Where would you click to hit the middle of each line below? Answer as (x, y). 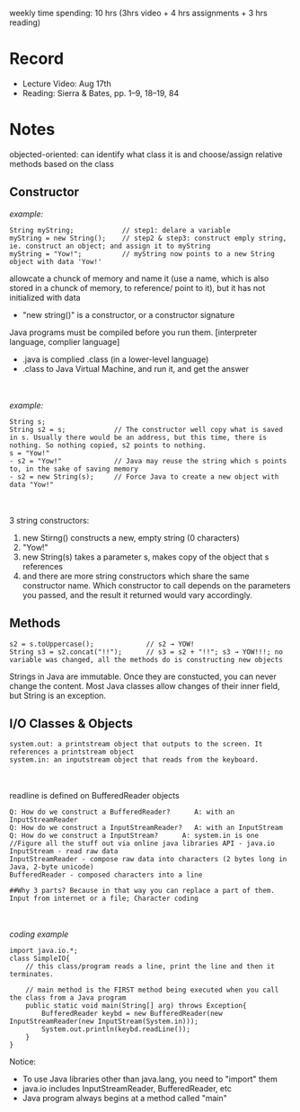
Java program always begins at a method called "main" (124, 1099)
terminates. (31, 975)
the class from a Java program (68, 998)
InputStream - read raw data (64, 852)
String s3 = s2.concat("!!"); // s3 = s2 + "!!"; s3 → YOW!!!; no (146, 652)
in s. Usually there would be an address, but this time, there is (138, 437)
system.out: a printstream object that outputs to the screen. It (136, 745)
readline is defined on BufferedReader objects (94, 796)
